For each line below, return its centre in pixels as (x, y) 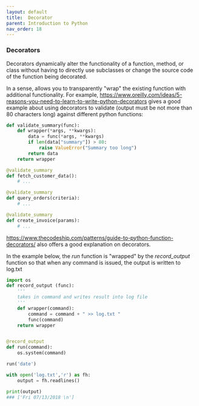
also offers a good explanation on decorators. (94, 244)
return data (43, 153)
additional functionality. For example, (52, 94)
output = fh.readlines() (49, 380)
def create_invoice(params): (43, 220)
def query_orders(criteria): (43, 198)
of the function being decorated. (47, 76)
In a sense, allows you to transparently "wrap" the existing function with (96, 88)
